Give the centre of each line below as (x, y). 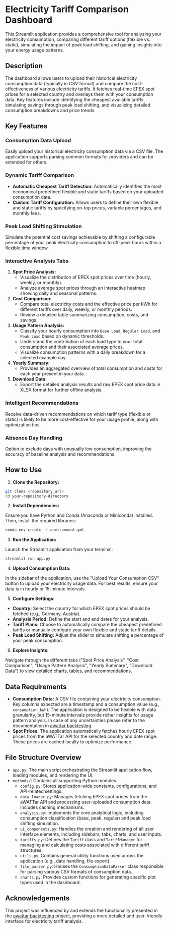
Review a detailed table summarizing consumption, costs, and (84, 315)
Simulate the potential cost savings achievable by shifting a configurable (80, 237)
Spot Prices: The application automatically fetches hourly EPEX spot (83, 731)
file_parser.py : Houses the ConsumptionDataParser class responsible (92, 866)
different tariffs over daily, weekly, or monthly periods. (76, 309)
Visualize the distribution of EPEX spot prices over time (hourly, (86, 277)
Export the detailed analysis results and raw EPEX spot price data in (90, 385)
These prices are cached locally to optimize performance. (72, 742)
